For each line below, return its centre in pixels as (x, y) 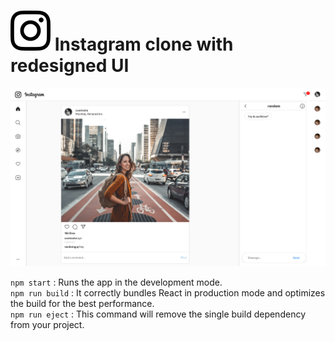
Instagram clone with (144, 44)
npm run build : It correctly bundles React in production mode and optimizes (168, 292)
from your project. (47, 324)
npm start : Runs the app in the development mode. (116, 282)
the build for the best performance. (82, 303)
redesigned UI (70, 66)
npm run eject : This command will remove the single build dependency (158, 314)
